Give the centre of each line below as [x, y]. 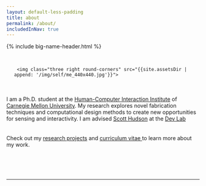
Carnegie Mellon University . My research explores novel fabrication [91, 106]
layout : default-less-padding [45, 12]
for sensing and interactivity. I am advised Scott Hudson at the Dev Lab [96, 119]
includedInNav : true [33, 29]
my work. [18, 145]
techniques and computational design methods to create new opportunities [101, 112]
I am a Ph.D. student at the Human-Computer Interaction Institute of [92, 99]
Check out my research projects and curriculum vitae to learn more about [99, 138]
